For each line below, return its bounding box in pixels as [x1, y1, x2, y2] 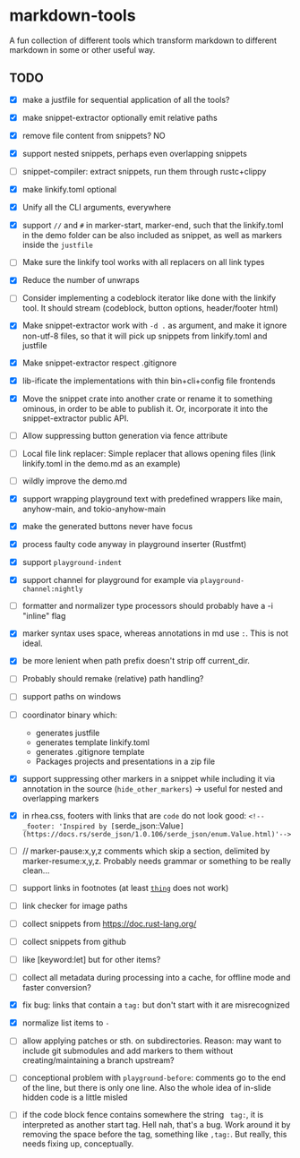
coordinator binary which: [21, 709, 118, 720]
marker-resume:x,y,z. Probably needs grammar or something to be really [21, 855, 291, 866]
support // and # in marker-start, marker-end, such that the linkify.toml [21, 220, 284, 231]
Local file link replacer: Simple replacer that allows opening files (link [21, 448, 276, 459]
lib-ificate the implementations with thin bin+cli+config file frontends [21, 375, 276, 386]
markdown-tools [9, 5, 136, 26]
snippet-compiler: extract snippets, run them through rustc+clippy [21, 167, 267, 176]
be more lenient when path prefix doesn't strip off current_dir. [21, 656, 251, 666]
